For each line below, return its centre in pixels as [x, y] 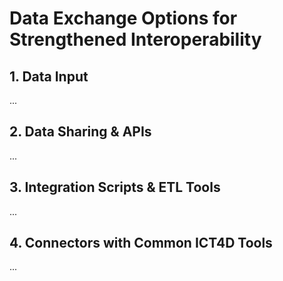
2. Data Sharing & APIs [80, 132]
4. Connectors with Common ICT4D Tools [141, 243]
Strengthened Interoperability [135, 39]
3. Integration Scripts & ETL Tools [115, 187]
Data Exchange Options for [123, 18]
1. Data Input [49, 76]
